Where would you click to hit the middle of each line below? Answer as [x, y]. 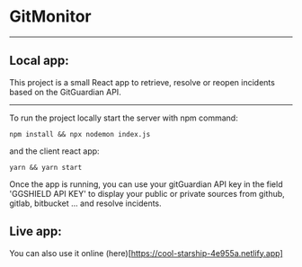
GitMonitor [50, 17]
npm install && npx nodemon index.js [80, 134]
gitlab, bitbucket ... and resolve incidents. [85, 203]
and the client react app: [55, 151]
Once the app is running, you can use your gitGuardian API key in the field [146, 184]
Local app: [39, 61]
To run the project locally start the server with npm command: [124, 118]
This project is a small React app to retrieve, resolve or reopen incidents [142, 82]
